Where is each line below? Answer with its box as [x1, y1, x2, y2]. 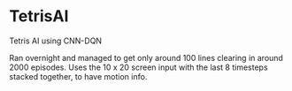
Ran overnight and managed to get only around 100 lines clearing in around [9, 52, 283, 63]
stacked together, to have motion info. [9, 71, 148, 81]
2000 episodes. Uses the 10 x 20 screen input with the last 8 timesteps [9, 62, 268, 72]
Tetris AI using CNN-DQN [9, 35, 103, 46]
